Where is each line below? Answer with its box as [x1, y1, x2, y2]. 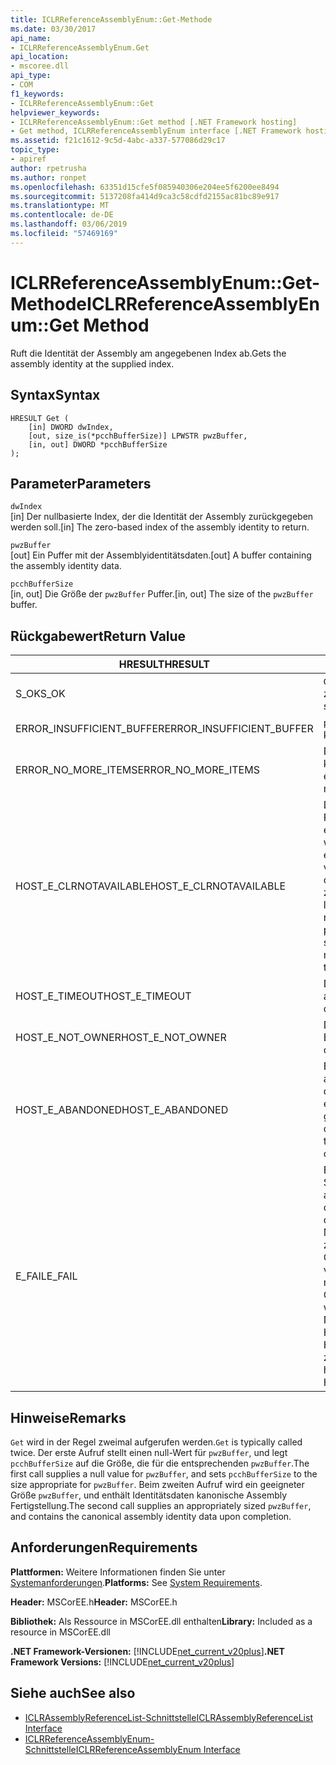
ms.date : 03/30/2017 [10, 24, 97, 34]
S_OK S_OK [15, 687, 66, 701]
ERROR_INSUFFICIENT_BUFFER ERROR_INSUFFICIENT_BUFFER [15, 722, 314, 736]
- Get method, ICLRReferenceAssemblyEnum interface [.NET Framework [10, 126, 302, 136]
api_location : [10, 52, 70, 62]
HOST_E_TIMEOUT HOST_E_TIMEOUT [15, 989, 192, 1003]
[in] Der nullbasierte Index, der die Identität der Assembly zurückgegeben [10, 511, 314, 523]
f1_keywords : [10, 89, 65, 99]
